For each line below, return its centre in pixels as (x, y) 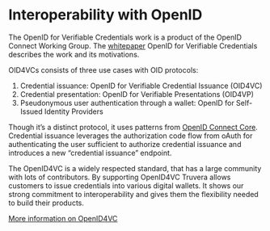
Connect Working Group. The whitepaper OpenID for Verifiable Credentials (133, 45)
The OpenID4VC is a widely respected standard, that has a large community (135, 168)
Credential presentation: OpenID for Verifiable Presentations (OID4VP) (137, 94)
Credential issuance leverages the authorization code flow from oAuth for (131, 136)
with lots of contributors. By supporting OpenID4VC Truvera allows (120, 177)
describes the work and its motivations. (74, 54)
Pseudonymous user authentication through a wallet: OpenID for (127, 103)
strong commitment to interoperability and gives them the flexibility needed (133, 194)
